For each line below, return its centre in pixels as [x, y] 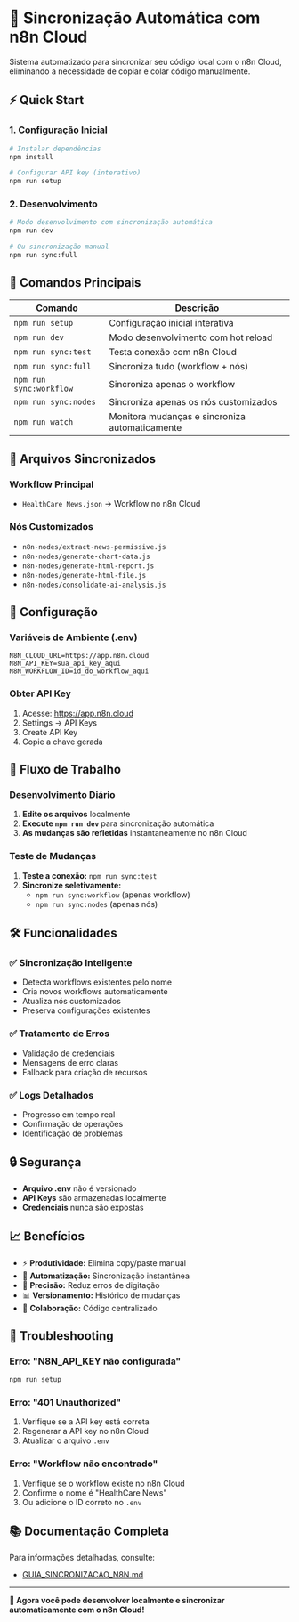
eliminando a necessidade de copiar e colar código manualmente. [130, 71]
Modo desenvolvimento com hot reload [191, 337]
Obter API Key [40, 693]
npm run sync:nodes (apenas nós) [97, 904]
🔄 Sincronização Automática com [135, 18]
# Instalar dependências [55, 149]
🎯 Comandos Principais [75, 283]
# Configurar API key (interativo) [75, 173]
